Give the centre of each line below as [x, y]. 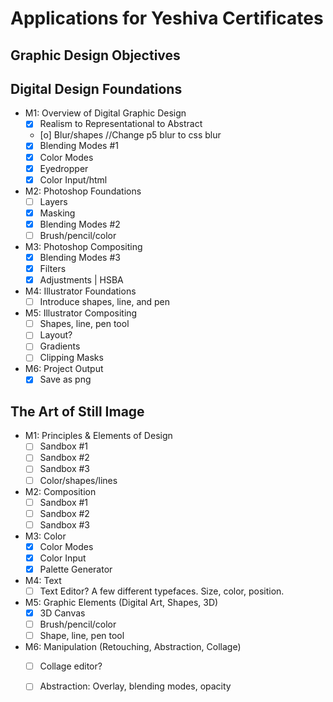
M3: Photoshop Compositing [83, 246]
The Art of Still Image [77, 411]
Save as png [65, 379]
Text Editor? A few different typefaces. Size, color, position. [162, 591]
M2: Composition [60, 491]
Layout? [56, 335]
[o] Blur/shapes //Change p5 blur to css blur [130, 135]
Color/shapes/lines [78, 480]
